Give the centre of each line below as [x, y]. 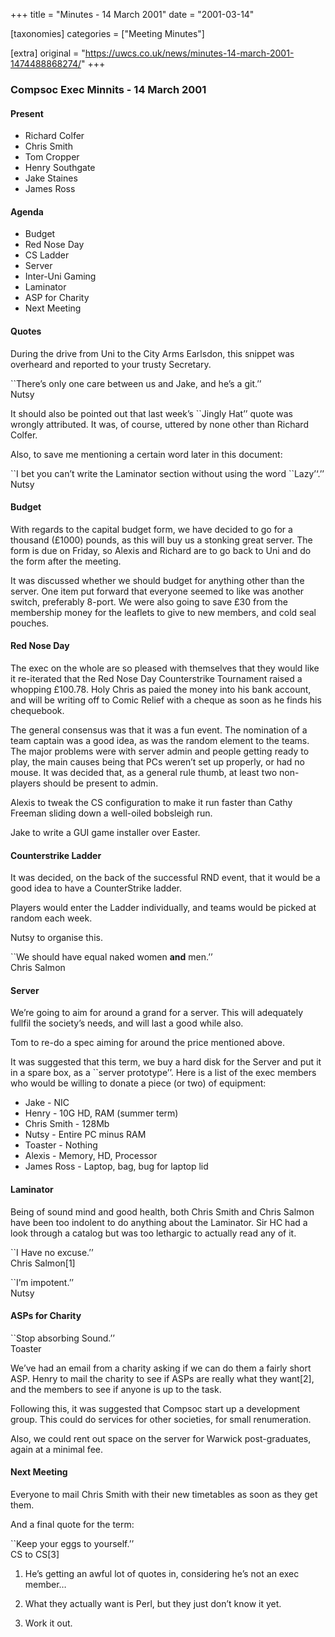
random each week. [51, 918]
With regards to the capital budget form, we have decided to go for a [151, 529]
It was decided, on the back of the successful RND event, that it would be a [165, 878]
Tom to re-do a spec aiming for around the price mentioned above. [147, 1043]
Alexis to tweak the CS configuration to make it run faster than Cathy [151, 802]
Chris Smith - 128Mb [67, 1124]
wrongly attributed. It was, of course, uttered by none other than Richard [159, 424]
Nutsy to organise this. [56, 938]
